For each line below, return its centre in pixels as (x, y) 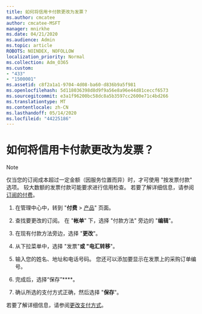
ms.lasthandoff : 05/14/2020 (42, 113)
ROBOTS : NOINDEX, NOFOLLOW (40, 51)
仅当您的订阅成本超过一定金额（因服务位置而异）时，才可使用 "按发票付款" (99, 180)
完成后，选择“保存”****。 (46, 280)
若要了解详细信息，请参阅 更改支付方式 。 (56, 305)
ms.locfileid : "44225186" (39, 118)
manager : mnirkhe (28, 29)
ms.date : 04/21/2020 (32, 34)
